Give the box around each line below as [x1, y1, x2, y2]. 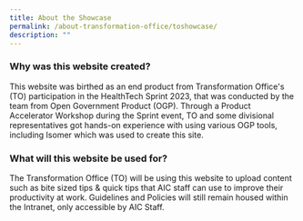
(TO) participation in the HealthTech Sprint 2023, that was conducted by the [9, 90, 294, 101]
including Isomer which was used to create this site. [9, 129, 205, 140]
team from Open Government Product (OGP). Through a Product [9, 100, 252, 111]
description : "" [9, 30, 71, 39]
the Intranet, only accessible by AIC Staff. [9, 201, 166, 212]
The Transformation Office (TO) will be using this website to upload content [9, 172, 293, 183]
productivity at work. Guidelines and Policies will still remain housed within [9, 192, 288, 203]
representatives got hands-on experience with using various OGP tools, [9, 119, 278, 130]
